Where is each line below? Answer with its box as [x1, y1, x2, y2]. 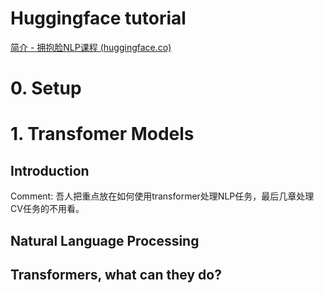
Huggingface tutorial [10, 7, 187, 30]
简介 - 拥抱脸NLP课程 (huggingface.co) [10, 41, 172, 53]
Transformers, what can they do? [10, 266, 222, 283]
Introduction [10, 162, 90, 179]
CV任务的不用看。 [10, 203, 85, 215]
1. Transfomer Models [10, 123, 195, 146]
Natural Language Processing [10, 232, 200, 249]
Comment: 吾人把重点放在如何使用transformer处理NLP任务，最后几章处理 [10, 190, 315, 202]
